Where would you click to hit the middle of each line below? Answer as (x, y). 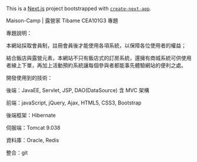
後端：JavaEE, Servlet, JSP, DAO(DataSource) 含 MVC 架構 (78, 90)
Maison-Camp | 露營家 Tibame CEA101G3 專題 (62, 21)
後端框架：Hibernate (31, 115)
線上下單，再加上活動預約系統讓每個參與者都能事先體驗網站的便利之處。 (98, 65)
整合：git (17, 153)
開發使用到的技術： (29, 78)
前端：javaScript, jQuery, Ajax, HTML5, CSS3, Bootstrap (74, 103)
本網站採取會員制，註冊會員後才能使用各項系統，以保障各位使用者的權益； (96, 45)
